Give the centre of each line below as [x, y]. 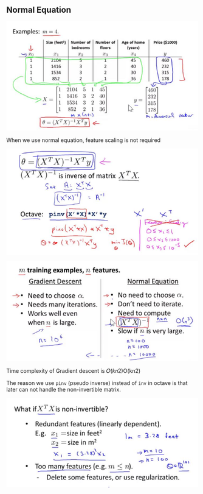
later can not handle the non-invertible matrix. [64, 389]
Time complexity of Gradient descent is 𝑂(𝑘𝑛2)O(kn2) [74, 370]
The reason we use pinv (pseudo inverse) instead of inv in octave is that [97, 383]
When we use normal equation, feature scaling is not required [84, 140]
